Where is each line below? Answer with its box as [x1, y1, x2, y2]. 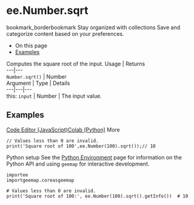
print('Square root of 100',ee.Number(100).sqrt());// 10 [6, 143, 156, 149]
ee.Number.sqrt [6, 4, 89, 18]
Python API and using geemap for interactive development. [6, 160, 150, 167]
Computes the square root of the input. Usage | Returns [6, 60, 145, 67]
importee [6, 172, 28, 178]
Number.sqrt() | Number [6, 73, 67, 80]
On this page [15, 42, 47, 49]
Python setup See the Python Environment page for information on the [6, 153, 182, 161]
